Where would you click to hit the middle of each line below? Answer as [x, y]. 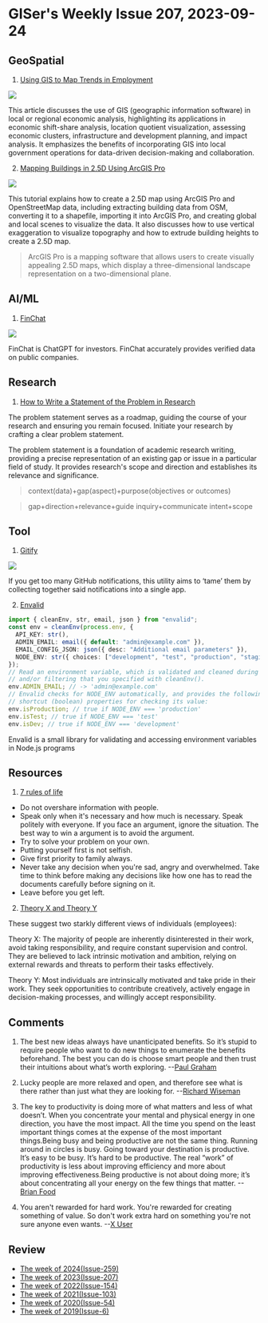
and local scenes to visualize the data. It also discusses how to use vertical [132, 224]
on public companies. [44, 357]
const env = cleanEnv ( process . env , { [71, 627]
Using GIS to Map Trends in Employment [86, 80]
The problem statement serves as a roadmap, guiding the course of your [128, 417]
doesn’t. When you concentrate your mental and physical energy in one [137, 1115]
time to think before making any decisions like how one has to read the [136, 876]
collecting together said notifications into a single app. [97, 590]
